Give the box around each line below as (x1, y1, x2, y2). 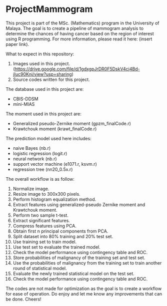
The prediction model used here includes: (5, 135, 91, 141)
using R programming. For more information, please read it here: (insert (5, 36, 152, 42)
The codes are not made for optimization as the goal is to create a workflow (5, 286, 162, 292)
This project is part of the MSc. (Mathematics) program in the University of (5, 20, 159, 26)
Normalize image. (12, 186, 49, 192)
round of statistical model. (12, 265, 67, 271)
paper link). (5, 41, 29, 47)
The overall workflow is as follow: (5, 176, 74, 182)
